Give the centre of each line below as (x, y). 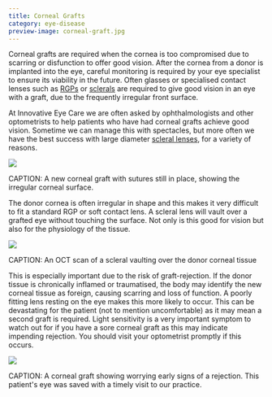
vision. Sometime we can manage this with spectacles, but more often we (132, 130)
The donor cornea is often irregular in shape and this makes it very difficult (134, 203)
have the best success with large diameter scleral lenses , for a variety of (130, 139)
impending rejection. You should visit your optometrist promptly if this (125, 336)
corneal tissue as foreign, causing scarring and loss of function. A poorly (130, 293)
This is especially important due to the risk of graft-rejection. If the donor (130, 276)
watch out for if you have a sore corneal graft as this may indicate (118, 328)
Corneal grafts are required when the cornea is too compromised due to (129, 55)
